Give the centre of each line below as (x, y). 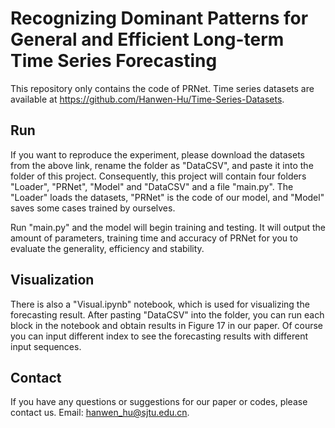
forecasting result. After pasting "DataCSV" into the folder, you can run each (167, 314)
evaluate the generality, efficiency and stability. (107, 248)
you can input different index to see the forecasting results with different (159, 336)
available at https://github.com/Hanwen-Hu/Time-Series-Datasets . (147, 99)
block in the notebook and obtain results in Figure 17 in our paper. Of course (167, 325)
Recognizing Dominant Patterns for (159, 18)
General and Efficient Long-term (147, 39)
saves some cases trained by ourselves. (93, 208)
